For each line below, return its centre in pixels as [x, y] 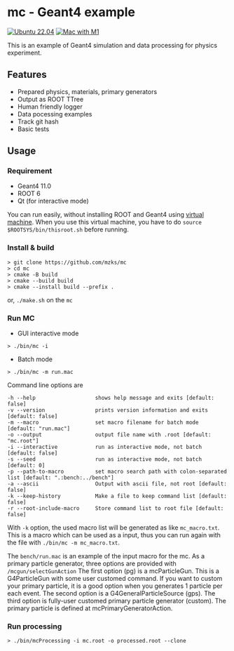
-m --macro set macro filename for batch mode [103, 423]
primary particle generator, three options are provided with [92, 564]
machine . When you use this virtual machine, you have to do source [104, 222]
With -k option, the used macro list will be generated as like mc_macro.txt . [113, 528]
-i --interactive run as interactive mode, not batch [104, 447]
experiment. [25, 53]
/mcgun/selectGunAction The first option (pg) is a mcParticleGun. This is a [113, 571]
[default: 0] [26, 466]
